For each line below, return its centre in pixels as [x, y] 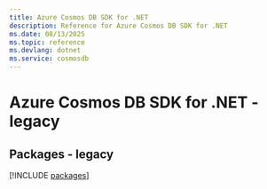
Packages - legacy [61, 154]
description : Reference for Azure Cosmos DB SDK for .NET [118, 26]
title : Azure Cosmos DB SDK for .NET [79, 17]
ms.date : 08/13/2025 [47, 34]
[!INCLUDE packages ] [49, 175]
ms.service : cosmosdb [49, 59]
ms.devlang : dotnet [45, 51]
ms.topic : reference [47, 42]
